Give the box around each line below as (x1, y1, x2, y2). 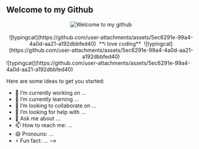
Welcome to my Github (6, 5, 94, 15)
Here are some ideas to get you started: (6, 77, 105, 84)
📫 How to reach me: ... (14, 121, 73, 128)
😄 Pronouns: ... (14, 130, 54, 138)
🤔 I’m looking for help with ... (14, 108, 86, 115)
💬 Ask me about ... (14, 115, 61, 122)
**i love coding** (99, 40, 141, 47)
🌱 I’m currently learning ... (14, 95, 79, 103)
